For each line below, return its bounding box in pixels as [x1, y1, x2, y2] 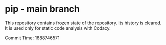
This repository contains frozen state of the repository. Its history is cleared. [5, 20, 161, 26]
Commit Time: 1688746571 [5, 35, 60, 41]
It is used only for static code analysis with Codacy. [5, 25, 111, 31]
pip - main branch [5, 3, 80, 15]
